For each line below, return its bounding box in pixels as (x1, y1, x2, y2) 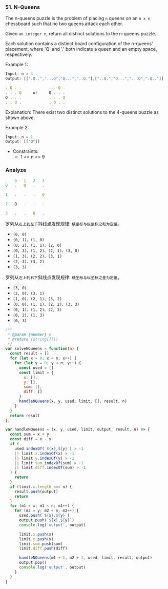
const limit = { (18, 370, 54, 375)
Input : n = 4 (5, 71, 33, 76)
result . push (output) (14, 489, 58, 494)
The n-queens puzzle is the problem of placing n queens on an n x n (5, 15, 151, 22)
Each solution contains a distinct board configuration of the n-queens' (5, 41, 154, 47)
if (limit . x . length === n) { (10, 484, 72, 489)
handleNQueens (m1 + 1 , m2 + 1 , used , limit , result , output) (18, 555, 153, 560)
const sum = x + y (10, 432, 50, 437)
